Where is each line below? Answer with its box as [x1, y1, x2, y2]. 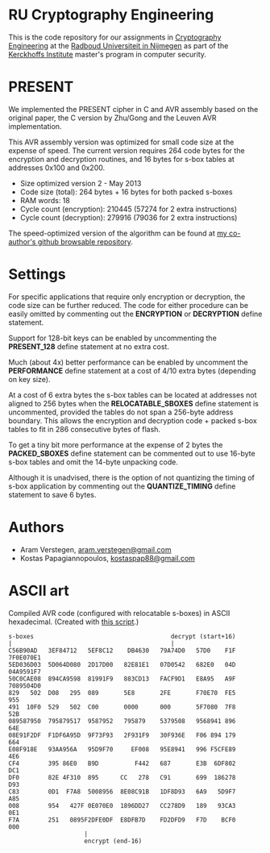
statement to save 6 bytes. [8, 489, 97, 499]
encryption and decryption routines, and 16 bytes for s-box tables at [8, 154, 235, 164]
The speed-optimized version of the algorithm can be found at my [8, 228, 227, 238]
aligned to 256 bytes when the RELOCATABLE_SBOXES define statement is [8, 398, 260, 408]
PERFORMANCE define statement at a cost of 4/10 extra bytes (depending [8, 365, 256, 376]
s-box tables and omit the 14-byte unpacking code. [8, 457, 179, 467]
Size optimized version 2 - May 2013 [19, 178, 142, 188]
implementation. [8, 121, 62, 131]
